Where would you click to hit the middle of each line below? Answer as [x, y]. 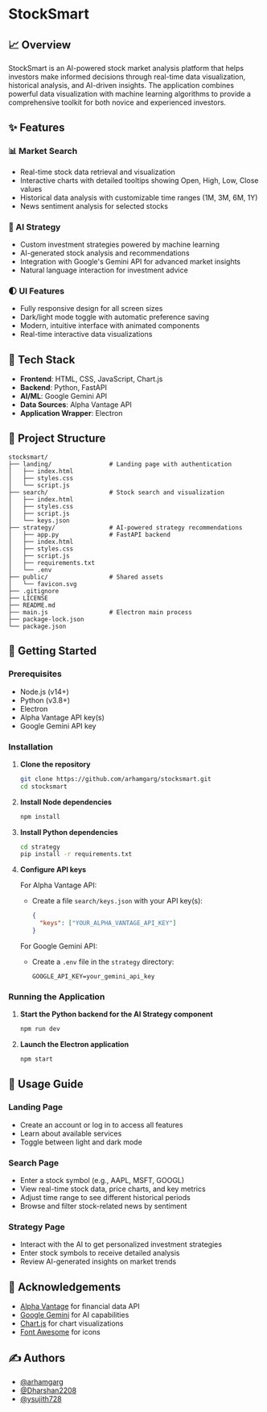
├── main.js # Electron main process [101, 612]
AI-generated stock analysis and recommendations [105, 253]
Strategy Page [37, 1227]
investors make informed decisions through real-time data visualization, [127, 77]
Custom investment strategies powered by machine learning [119, 244]
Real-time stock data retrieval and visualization [97, 172]
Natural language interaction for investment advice [104, 270]
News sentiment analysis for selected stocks [94, 206]
